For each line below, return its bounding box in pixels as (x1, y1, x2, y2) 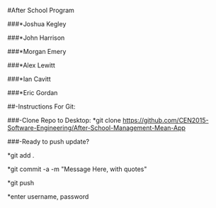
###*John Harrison (7, 33, 65, 42)
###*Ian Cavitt (7, 75, 51, 83)
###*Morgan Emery (7, 48, 67, 55)
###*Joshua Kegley (7, 20, 67, 28)
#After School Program (7, 6, 74, 14)
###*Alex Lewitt (7, 61, 55, 70)
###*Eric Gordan (7, 89, 58, 97)
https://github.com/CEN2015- (123, 116, 209, 124)
